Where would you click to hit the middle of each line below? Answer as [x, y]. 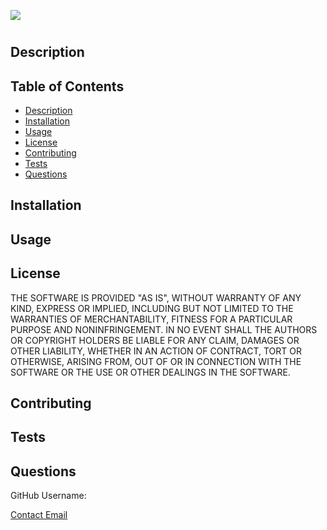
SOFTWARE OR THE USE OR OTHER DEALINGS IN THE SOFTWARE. [150, 372]
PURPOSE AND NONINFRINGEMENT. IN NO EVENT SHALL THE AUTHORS [164, 329]
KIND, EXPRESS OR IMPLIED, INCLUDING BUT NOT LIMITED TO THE [152, 308]
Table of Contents [67, 86]
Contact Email [39, 515]
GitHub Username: [48, 496]
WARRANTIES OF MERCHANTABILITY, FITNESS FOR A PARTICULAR [151, 319]
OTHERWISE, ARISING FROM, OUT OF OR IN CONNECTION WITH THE [156, 361]
